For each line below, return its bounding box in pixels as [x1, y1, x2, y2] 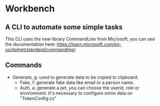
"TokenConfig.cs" [19, 95, 57, 101]
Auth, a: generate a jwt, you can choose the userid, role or [19, 85, 140, 91]
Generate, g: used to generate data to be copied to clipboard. [12, 74, 139, 80]
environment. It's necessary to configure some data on [19, 90, 133, 96]
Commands [5, 61, 42, 70]
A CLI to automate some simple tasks [5, 23, 123, 31]
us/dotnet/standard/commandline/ [5, 47, 76, 52]
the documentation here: [5, 41, 56, 47]
